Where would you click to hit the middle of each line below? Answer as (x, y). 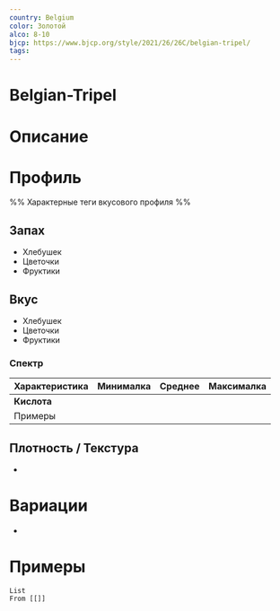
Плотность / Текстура (74, 448)
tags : (19, 51)
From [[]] (28, 599)
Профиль (46, 177)
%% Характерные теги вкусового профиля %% (100, 202)
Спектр (26, 362)
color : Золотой (38, 26)
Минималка (124, 387)
